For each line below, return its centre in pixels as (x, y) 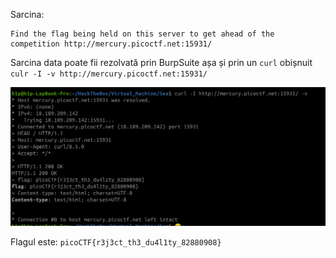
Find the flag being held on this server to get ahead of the (142, 34)
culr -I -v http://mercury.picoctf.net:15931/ (109, 74)
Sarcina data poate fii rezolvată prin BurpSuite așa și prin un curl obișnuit (161, 62)
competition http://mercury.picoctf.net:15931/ (111, 44)
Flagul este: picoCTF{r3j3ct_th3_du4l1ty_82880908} (116, 241)
